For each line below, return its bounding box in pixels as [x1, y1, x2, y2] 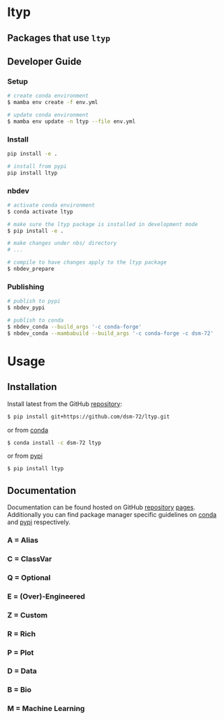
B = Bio [7, 685, 31, 695]
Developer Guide [7, 55, 82, 67]
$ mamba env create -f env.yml [7, 99, 98, 106]
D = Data [7, 666, 37, 676]
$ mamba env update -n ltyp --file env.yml [7, 118, 136, 125]
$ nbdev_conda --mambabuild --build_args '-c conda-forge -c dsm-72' [7, 329, 214, 337]
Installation [7, 381, 57, 393]
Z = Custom [7, 610, 47, 620]
